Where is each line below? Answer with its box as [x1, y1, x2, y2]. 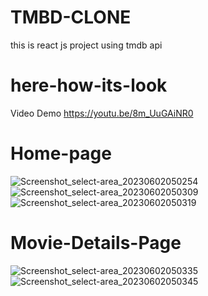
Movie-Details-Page [10, 232, 182, 254]
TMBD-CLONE [10, 6, 132, 29]
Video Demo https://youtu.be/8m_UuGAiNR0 [10, 107, 194, 119]
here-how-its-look [10, 74, 168, 97]
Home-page [10, 142, 112, 165]
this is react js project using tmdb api [10, 39, 163, 51]
